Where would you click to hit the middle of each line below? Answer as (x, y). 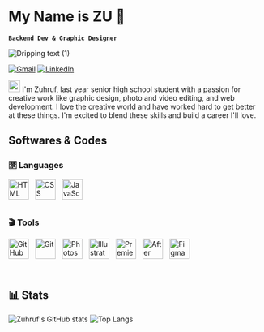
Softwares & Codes (58, 141)
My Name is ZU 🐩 (67, 17)
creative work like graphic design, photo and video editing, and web (121, 97)
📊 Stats (29, 295)
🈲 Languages (36, 166)
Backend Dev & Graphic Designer (63, 38)
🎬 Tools (24, 222)
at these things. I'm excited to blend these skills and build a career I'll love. (132, 115)
